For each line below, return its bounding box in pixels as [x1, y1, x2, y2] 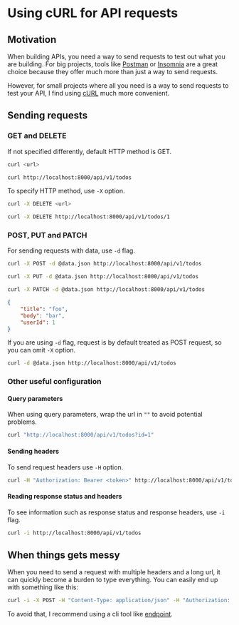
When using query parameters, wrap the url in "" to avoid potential [7, 410, 203, 419]
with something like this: [7, 583, 78, 591]
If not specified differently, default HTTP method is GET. [7, 147, 172, 156]
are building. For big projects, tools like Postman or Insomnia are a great [7, 60, 218, 68]
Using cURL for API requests [7, 5, 179, 21]
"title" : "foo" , [20, 305, 69, 312]
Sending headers [7, 447, 59, 455]
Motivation [7, 34, 57, 46]
